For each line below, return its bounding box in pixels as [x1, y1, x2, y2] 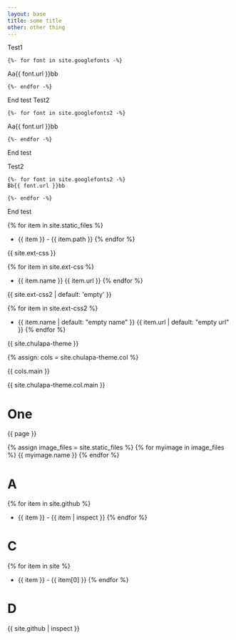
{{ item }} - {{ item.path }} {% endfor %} [17, 235, 135, 243]
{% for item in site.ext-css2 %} [7, 304, 98, 313]
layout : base [7, 10, 46, 18]
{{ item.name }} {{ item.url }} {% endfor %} [17, 276, 144, 285]
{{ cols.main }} [7, 367, 50, 375]
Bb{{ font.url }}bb [7, 183, 66, 190]
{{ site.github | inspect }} [7, 624, 80, 633]
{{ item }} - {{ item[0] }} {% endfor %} [17, 576, 129, 584]
